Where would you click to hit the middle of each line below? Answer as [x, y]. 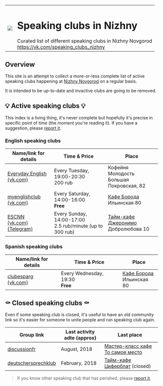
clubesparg [20, 276]
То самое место [123, 352]
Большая [119, 180]
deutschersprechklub [32, 363]
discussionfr [22, 349]
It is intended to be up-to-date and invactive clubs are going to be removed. [81, 91]
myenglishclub [24, 197]
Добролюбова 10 [129, 229]
